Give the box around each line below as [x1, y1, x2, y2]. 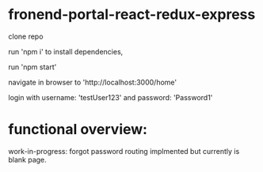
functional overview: [8, 121, 148, 139]
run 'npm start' [8, 62, 57, 72]
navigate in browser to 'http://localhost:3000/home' [8, 77, 177, 87]
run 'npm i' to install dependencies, [8, 47, 124, 56]
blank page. [8, 155, 48, 164]
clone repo [8, 32, 44, 41]
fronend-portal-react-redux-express [8, 6, 256, 24]
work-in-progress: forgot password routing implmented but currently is [8, 146, 240, 155]
